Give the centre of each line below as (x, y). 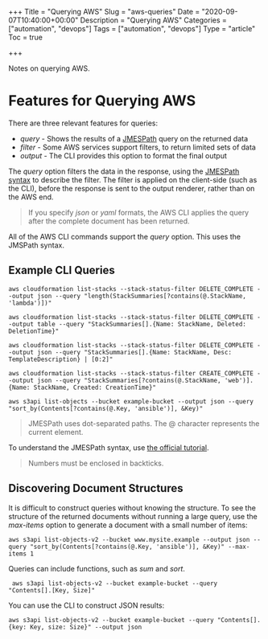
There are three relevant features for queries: (83, 123)
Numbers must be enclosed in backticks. (96, 463)
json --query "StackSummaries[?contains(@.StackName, (129, 380)
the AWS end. (31, 197)
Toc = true (25, 37)
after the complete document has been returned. (109, 221)
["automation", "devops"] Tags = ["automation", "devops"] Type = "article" (132, 29)
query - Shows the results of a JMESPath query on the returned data (134, 138)
